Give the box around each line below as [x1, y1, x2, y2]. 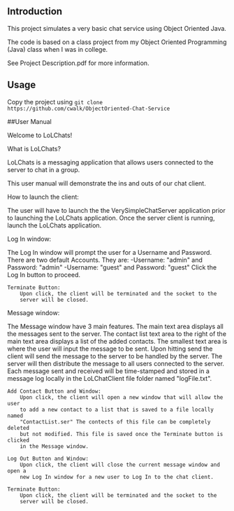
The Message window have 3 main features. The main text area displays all [7, 322, 224, 330]
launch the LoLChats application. [7, 220, 102, 230]
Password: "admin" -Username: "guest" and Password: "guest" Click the [7, 262, 217, 272]
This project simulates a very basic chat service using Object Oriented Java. [7, 24, 227, 32]
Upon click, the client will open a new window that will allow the [20, 393, 224, 401]
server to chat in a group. [7, 165, 80, 174]
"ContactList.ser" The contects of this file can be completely [20, 418, 211, 426]
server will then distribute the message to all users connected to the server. [7, 359, 225, 367]
